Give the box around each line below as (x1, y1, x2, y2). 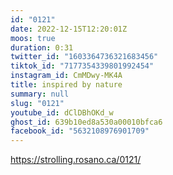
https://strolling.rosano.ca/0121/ (10, 154, 142, 166)
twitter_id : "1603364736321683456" (10, 52, 159, 62)
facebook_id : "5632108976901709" (10, 126, 150, 136)
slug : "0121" (10, 98, 65, 108)
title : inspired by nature (10, 80, 123, 90)
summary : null (10, 89, 70, 99)
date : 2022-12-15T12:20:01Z (10, 24, 128, 34)
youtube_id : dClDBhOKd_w (10, 107, 114, 118)
